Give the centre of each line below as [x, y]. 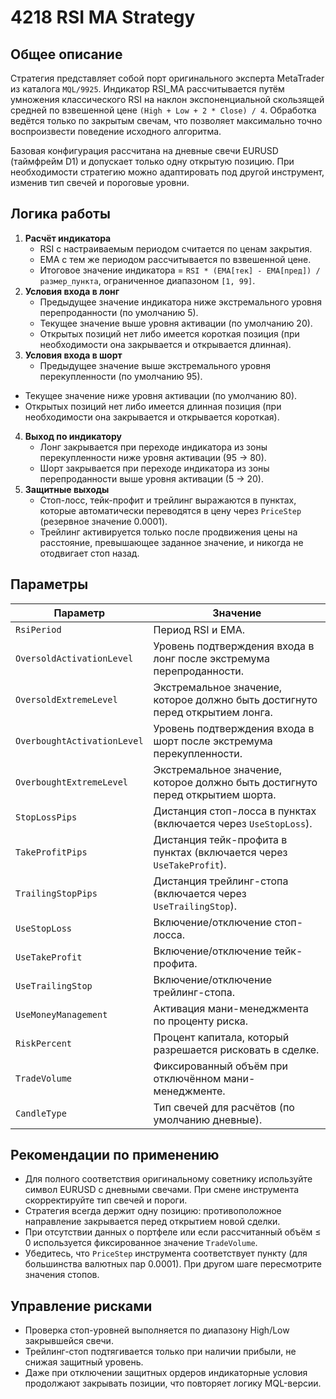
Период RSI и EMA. [199, 629]
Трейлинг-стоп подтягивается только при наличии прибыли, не [160, 1352]
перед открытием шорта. [215, 794]
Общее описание [66, 54]
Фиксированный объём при [221, 1066]
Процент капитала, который [221, 1037]
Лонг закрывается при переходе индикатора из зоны [153, 447]
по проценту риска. [201, 1021]
